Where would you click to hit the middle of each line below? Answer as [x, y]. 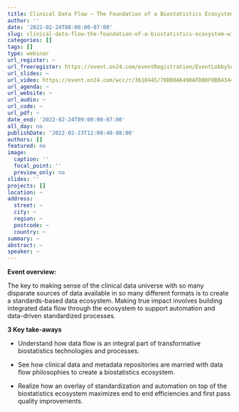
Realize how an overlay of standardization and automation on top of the [122, 386]
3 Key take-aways [34, 330]
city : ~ [25, 212]
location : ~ [25, 193]
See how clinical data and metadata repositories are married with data [120, 365]
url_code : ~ [25, 107]
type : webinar [28, 54]
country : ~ [30, 232]
